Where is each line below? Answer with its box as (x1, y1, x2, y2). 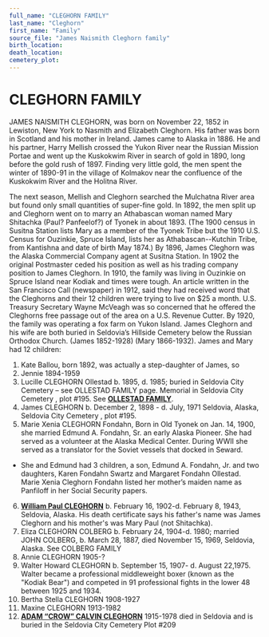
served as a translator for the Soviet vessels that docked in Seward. (20, 445, 243, 454)
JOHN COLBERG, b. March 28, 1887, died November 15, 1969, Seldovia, (20, 535, 255, 544)
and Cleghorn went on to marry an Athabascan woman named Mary (9, 208, 233, 218)
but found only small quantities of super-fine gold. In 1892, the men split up (9, 200, 256, 210)
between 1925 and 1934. (20, 586, 102, 595)
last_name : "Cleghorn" (9, 19, 85, 27)
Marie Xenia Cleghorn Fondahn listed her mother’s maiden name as (20, 477, 243, 487)
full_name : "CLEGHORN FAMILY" (9, 11, 110, 20)
